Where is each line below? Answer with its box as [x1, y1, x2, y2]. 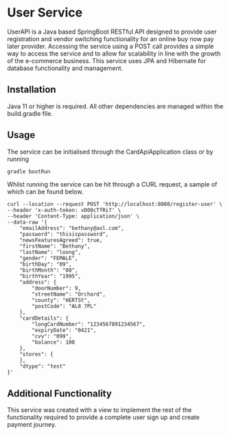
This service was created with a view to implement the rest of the [7, 406, 192, 414]
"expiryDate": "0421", [32, 327, 97, 334]
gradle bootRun [7, 168, 51, 175]
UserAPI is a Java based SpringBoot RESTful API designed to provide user [7, 27, 218, 36]
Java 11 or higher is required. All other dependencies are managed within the [7, 102, 224, 110]
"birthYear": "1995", [19, 273, 81, 280]
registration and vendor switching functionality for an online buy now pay [7, 34, 214, 43]
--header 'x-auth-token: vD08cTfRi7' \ [7, 207, 122, 214]
